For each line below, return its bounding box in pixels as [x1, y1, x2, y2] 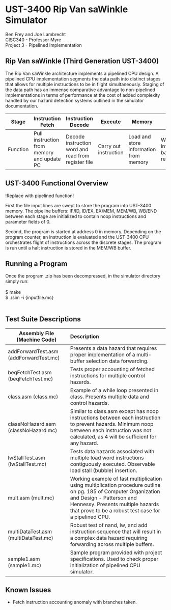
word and [66, 146, 89, 153]
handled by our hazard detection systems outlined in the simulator [5, 97, 144, 103]
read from [66, 152, 90, 159]
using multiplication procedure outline [70, 482, 161, 489]
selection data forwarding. [85, 357, 149, 365]
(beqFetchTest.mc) [8, 375, 53, 382]
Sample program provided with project [70, 549, 162, 556]
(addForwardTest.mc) [8, 354, 60, 362]
